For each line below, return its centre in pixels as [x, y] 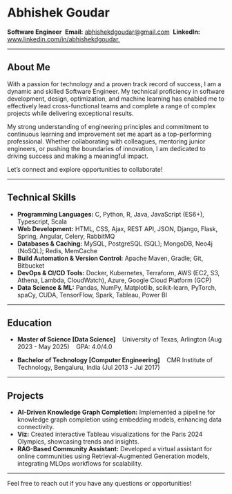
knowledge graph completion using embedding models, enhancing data [119, 419]
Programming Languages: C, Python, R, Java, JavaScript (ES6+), [111, 214]
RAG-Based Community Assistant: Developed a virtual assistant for [115, 449]
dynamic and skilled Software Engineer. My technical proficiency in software [116, 91]
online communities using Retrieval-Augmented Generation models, [113, 456]
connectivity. [36, 427]
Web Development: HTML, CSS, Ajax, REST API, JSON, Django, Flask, [117, 228]
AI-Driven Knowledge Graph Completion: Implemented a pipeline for [116, 413]
